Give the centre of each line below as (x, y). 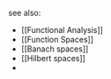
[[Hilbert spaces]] (53, 58)
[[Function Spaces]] (57, 39)
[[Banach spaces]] (55, 49)
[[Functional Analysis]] (62, 30)
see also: (25, 13)
